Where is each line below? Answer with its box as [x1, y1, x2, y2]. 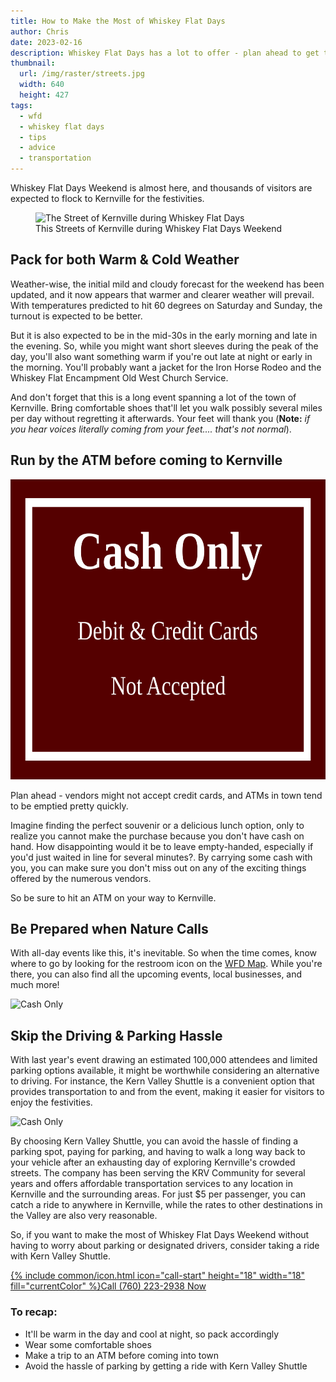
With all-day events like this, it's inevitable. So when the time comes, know [10, 947, 317, 959]
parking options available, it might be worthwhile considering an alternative [10, 1065, 320, 1077]
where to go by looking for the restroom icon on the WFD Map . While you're [10, 958, 323, 970]
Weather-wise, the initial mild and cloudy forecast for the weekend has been [10, 278, 325, 290]
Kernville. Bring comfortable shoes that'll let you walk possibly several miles [10, 401, 323, 414]
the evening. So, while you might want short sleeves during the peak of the [10, 340, 319, 352]
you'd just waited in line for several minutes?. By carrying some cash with [10, 851, 313, 863]
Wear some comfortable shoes [24, 1338, 152, 1350]
